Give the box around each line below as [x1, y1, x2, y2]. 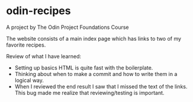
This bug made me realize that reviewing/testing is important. [14, 89, 165, 96]
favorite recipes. [6, 41, 46, 48]
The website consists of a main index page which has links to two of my [6, 35, 182, 42]
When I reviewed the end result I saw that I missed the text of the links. [14, 83, 188, 90]
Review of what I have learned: [6, 52, 82, 60]
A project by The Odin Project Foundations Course [6, 24, 129, 31]
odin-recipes [6, 4, 71, 18]
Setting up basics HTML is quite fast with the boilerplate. [14, 64, 153, 71]
